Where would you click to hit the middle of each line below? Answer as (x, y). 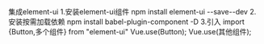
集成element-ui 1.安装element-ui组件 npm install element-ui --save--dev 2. (132, 12)
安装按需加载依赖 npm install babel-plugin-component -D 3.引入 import (126, 22)
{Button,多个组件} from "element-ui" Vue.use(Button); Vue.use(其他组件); (130, 32)
